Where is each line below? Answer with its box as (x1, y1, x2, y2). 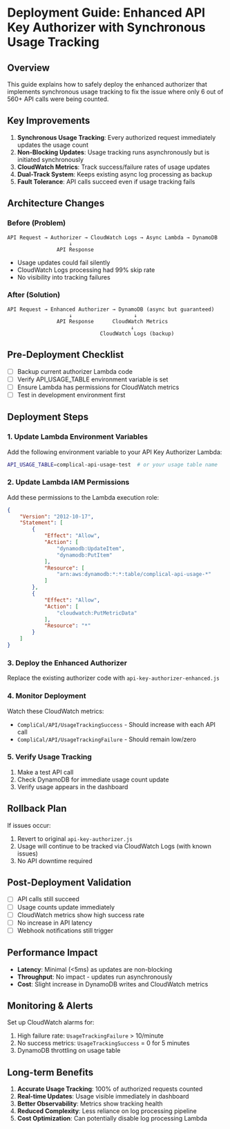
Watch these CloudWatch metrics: (7, 707, 104, 715)
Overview (7, 62, 50, 73)
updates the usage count (17, 141, 88, 149)
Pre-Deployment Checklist (7, 349, 124, 361)
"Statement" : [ (19, 519, 64, 527)
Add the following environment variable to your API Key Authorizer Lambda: (7, 448, 222, 456)
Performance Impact (7, 947, 98, 959)
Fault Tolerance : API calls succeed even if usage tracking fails (17, 177, 195, 186)
